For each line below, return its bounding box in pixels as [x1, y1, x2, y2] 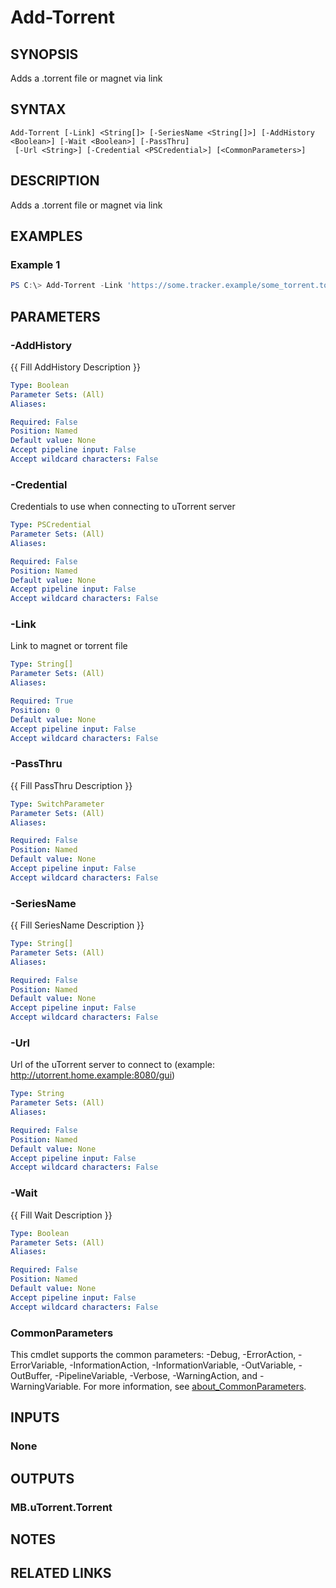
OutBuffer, [10, 1369, 53, 1381]
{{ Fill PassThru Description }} [10, 779, 133, 791]
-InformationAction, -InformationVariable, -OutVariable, [69, 1359, 297, 1371]
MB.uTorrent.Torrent [10, 1500, 113, 1514]
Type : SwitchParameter [10, 799, 105, 809]
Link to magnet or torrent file [10, 640, 128, 652]
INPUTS [10, 1409, 60, 1426]
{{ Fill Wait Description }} [10, 1209, 113, 1221]
